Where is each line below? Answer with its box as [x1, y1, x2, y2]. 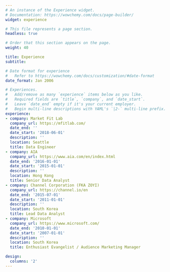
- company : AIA [5, 149, 38, 154]
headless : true [5, 31, 38, 36]
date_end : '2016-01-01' [10, 159, 60, 164]
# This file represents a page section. [5, 26, 93, 31]
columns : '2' [10, 259, 38, 264]
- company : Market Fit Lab [5, 116, 63, 121]
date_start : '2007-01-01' [10, 230, 66, 236]
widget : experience [5, 17, 47, 22]
